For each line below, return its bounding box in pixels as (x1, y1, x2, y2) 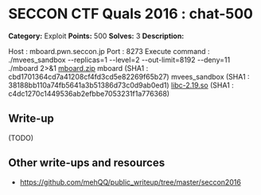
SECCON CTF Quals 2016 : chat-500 (8, 5, 253, 23)
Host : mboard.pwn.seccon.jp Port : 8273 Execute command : (8, 46, 210, 56)
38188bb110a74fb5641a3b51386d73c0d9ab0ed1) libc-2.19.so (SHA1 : (8, 80, 235, 90)
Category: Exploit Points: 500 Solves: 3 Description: (8, 31, 185, 41)
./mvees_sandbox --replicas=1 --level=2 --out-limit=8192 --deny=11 (8, 55, 231, 64)
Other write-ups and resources (8, 156, 166, 170)
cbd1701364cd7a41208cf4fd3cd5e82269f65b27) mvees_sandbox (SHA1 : (8, 72, 250, 81)
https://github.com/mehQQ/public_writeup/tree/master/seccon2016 (19, 177, 241, 187)
